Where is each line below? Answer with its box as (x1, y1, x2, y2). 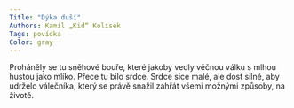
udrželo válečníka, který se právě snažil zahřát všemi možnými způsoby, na (9, 81, 286, 91)
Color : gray (9, 37, 53, 47)
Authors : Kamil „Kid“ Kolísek (9, 21, 122, 30)
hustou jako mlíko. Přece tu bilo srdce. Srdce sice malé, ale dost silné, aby (9, 72, 280, 82)
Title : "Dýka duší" (9, 12, 82, 22)
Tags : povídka (9, 29, 62, 38)
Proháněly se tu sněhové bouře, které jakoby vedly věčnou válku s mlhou (9, 62, 277, 73)
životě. (9, 90, 34, 101)
